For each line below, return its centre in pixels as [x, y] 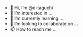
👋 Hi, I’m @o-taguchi [31, 8]
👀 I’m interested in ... [31, 13]
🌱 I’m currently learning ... [37, 18]
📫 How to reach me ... [33, 29]
